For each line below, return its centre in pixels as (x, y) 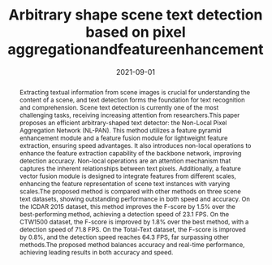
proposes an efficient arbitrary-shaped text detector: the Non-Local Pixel (123, 122)
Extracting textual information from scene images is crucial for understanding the (135, 92)
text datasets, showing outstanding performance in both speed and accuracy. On (135, 199)
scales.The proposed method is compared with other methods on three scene (130, 191)
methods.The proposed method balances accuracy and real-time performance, (132, 244)
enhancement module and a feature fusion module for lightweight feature (123, 138)
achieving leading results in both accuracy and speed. (96, 252)
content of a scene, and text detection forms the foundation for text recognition (132, 100)
